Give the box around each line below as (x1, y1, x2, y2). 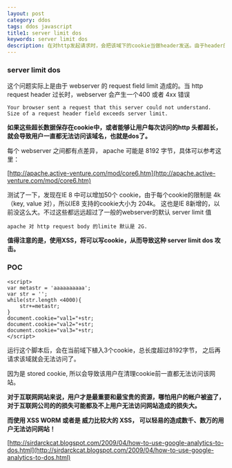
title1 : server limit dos (7, 29, 81, 37)
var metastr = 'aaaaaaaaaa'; (7, 285, 91, 291)
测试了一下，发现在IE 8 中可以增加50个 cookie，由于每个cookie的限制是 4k (7, 191, 221, 199)
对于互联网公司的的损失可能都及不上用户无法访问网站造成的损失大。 (7, 401, 201, 409)
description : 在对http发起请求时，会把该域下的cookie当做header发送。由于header (7, 42, 224, 49)
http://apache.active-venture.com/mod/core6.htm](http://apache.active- (9, 169, 216, 177)
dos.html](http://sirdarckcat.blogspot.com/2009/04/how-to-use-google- (7, 446, 214, 454)
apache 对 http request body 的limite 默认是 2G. (7, 223, 148, 231)
